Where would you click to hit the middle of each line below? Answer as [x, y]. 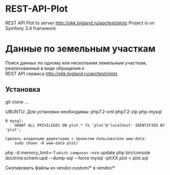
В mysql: [15, 121]
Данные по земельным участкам [80, 49]
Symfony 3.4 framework [31, 28]
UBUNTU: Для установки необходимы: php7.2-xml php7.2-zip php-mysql [83, 112]
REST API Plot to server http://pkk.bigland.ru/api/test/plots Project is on [80, 23]
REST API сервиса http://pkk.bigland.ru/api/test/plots [62, 74]
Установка [23, 90]
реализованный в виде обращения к [45, 68]
